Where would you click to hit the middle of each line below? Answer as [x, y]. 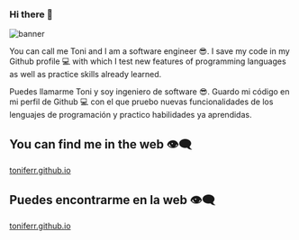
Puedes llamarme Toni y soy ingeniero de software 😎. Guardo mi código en [149, 92]
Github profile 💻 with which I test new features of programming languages [148, 61]
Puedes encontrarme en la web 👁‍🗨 [113, 200]
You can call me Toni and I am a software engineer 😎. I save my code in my [149, 51]
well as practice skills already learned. [91, 75]
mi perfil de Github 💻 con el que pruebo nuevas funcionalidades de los [141, 102]
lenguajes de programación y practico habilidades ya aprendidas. [131, 115]
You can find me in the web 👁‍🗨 [100, 144]
